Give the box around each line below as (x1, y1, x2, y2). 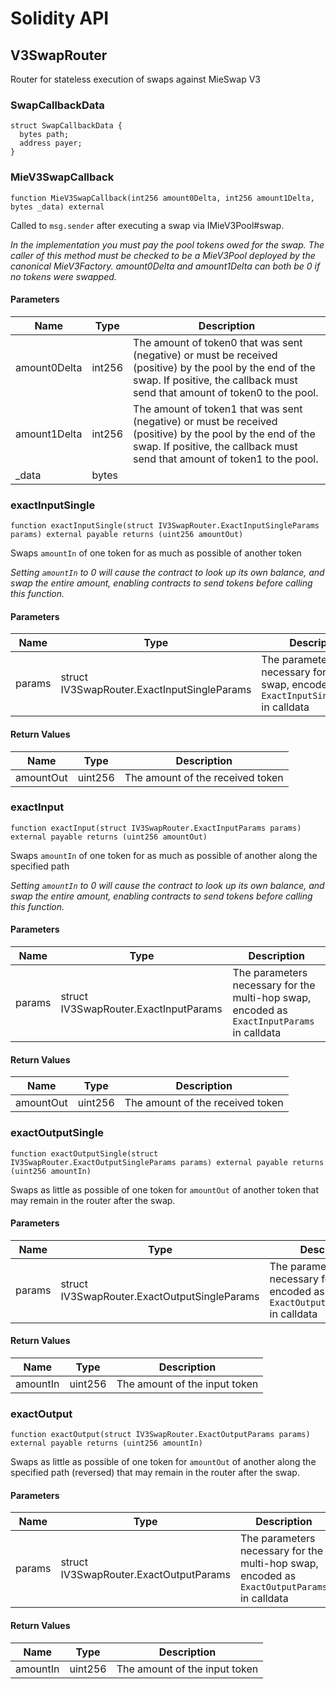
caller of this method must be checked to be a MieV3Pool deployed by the (10, 249, 316, 261)
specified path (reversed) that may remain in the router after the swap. (10, 1467, 300, 1479)
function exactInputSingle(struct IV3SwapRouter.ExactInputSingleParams (10, 521, 320, 531)
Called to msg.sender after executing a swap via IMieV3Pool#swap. (10, 219, 285, 231)
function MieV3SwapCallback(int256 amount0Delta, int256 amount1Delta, (10, 193, 315, 203)
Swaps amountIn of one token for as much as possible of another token (10, 547, 302, 559)
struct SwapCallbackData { (10, 121, 123, 131)
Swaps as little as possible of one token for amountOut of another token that (10, 1183, 319, 1196)
